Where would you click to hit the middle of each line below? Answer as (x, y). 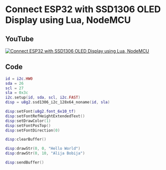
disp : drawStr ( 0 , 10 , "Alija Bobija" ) (45, 153)
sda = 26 (14, 83)
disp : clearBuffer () (26, 140)
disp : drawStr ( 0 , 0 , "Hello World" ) (43, 149)
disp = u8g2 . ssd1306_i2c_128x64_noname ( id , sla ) (58, 103)
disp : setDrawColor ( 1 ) (28, 121)
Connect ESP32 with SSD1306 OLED (83, 9)
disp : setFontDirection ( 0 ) (32, 130)
